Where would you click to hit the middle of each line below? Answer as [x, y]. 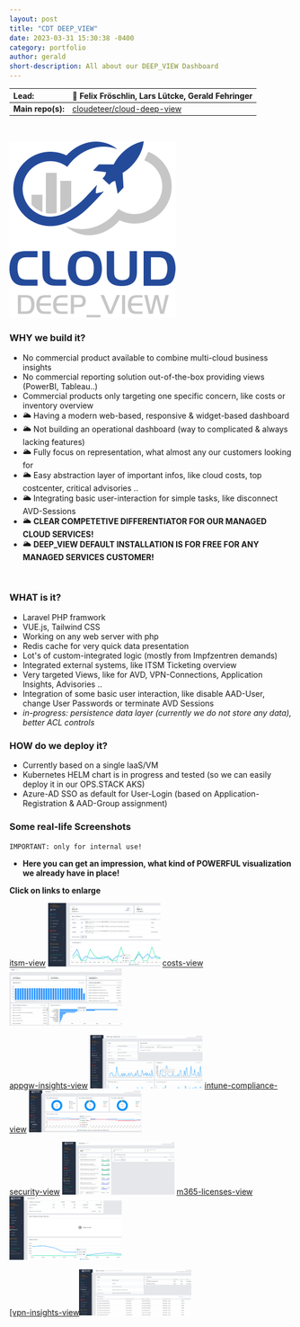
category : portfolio [48, 48]
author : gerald [38, 57]
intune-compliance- [241, 1086]
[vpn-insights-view [44, 1313]
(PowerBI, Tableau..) [60, 386]
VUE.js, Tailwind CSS [61, 627]
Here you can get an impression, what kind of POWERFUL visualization [157, 864]
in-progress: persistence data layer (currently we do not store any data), [157, 712]
